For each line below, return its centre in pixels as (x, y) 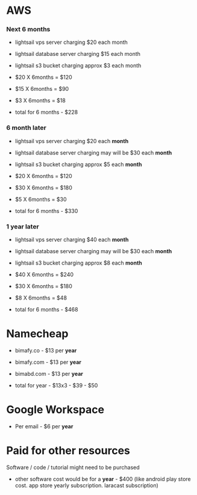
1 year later (23, 226)
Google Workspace (55, 410)
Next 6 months (28, 29)
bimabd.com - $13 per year (49, 374)
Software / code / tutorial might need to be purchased (73, 467)
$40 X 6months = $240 (44, 275)
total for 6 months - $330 (46, 211)
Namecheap (37, 334)
